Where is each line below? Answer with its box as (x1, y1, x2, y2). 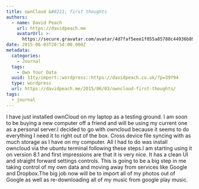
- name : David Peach (11, 20, 62, 25)
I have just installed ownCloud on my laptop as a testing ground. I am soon (6, 113, 188, 120)
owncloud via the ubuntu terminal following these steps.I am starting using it (6, 145, 192, 152)
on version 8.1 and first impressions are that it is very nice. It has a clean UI (6, 150, 188, 158)
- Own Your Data (17, 69, 57, 75)
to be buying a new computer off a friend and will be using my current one (6, 119, 188, 126)
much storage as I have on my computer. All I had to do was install (6, 138, 168, 145)
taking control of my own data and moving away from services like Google (6, 164, 188, 171)
